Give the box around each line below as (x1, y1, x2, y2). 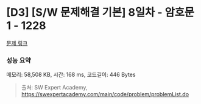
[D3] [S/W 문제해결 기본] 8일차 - (6, 5, 163, 19)
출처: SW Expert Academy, (21, 84, 88, 91)
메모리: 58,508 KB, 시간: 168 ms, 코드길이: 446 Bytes (6, 71, 136, 79)
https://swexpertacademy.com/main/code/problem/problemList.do (21, 91, 189, 98)
